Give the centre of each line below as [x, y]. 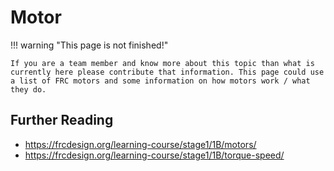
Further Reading [62, 120]
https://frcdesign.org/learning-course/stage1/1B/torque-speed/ [154, 155]
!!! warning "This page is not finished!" [89, 45]
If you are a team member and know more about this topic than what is [162, 63]
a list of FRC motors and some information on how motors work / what [160, 81]
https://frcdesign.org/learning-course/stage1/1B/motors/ [140, 144]
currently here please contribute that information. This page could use [167, 72]
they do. [28, 89]
